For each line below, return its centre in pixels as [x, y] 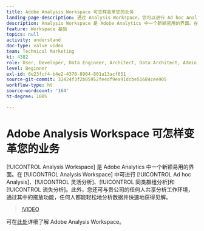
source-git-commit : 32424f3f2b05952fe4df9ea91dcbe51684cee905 [87, 79]
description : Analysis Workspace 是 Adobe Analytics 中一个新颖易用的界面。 [100, 23]
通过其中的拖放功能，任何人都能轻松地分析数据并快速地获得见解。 [89, 197]
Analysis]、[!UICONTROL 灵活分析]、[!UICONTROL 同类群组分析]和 [90, 182]
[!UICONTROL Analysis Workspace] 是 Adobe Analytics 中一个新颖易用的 [98, 167]
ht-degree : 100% [27, 96]
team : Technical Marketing [40, 52]
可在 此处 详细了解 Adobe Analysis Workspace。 [66, 221]
